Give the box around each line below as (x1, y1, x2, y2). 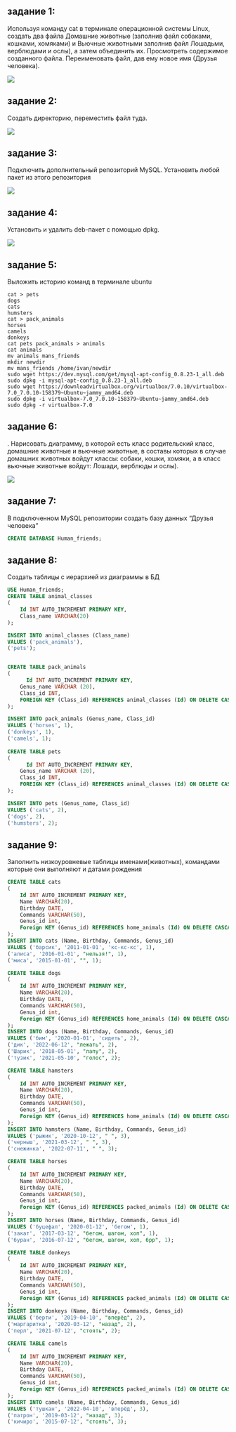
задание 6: (7, 420, 58, 432)
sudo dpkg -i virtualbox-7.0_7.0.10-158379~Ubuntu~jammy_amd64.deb (7, 396, 209, 403)
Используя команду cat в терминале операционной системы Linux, (7, 24, 211, 32)
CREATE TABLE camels (7, 1340, 68, 1347)
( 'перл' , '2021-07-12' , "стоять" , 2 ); (7, 1327, 121, 1334)
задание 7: (7, 495, 57, 508)
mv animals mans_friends (7, 352, 80, 360)
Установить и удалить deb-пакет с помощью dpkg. (7, 225, 160, 234)
